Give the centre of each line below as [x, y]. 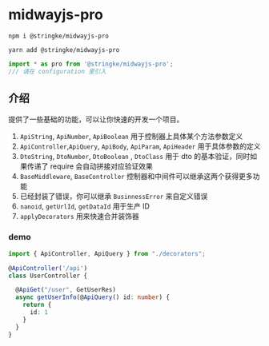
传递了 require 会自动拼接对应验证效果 [90, 166]
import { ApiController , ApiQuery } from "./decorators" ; [107, 253]
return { [37, 305]
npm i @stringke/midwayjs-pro [59, 36]
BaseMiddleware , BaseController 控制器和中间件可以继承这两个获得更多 [137, 176]
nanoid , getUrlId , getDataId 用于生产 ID [85, 206]
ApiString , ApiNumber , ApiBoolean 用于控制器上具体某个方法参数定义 [131, 136]
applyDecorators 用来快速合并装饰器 [80, 216]
